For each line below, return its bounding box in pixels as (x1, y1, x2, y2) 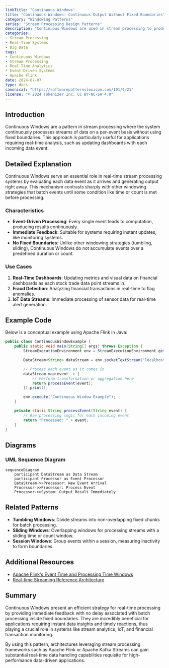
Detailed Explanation (5, 160, 72, 168)
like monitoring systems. (12, 235, 63, 241)
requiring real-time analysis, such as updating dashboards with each (5, 140, 147, 146)
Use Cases (5, 263, 32, 270)
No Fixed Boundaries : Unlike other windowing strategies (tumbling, (12, 240, 152, 246)
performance (5, 657, 33, 663)
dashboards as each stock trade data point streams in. (12, 280, 126, 286)
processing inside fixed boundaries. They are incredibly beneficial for (5, 615, 149, 621)
